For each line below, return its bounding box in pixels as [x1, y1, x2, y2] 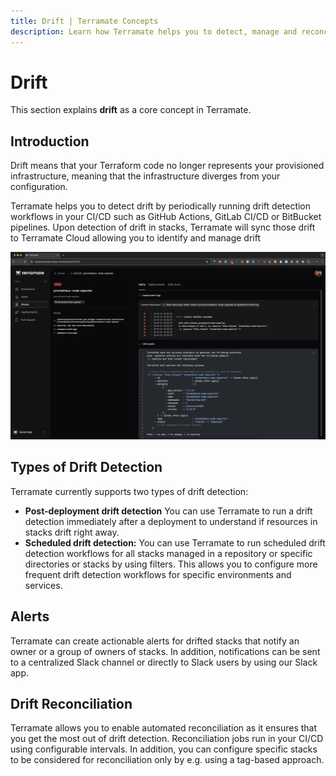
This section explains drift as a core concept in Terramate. [10, 104, 252, 116]
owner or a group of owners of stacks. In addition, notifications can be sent [10, 645, 321, 657]
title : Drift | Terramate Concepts [10, 16, 159, 26]
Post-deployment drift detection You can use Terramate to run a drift [24, 505, 313, 517]
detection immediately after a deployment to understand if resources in [24, 515, 318, 527]
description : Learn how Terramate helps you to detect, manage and [10, 26, 298, 37]
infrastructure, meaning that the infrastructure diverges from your [10, 170, 281, 182]
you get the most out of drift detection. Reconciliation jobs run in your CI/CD [10, 733, 324, 745]
